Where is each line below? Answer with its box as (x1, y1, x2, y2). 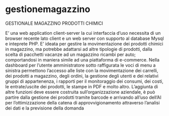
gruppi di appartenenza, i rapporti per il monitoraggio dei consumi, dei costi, (5, 78, 163, 84)
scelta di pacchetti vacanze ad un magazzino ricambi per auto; (5, 51, 136, 57)
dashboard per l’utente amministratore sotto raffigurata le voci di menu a (5, 62, 156, 68)
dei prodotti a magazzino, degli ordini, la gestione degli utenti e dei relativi (5, 73, 159, 79)
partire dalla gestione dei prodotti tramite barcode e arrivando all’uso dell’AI (5, 94, 161, 100)
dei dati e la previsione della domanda (5, 105, 84, 111)
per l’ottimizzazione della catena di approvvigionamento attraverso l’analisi (5, 99, 160, 105)
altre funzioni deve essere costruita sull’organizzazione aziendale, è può (5, 89, 155, 95)
